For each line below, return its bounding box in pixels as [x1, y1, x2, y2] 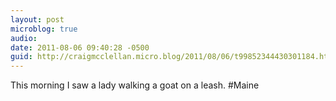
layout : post [10, 14, 65, 25]
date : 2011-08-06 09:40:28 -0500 [10, 42, 150, 53]
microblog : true [10, 24, 78, 34]
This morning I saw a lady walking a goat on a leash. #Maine [10, 79, 260, 91]
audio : [10, 33, 38, 43]
